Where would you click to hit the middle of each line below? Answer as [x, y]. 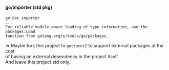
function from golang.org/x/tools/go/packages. [57, 36]
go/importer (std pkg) [29, 7]
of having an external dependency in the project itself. [62, 57]
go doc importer [23, 18]
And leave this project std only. [38, 62]
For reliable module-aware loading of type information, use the [76, 27]
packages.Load [20, 32]
